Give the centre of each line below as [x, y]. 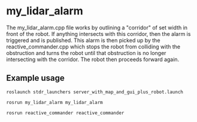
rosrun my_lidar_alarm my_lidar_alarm [54, 102]
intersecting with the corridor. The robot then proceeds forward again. [93, 59]
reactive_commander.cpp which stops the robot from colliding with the [93, 47]
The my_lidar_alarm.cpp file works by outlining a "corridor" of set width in [97, 28]
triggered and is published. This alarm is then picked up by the [83, 40]
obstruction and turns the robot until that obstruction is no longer [86, 53]
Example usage [35, 78]
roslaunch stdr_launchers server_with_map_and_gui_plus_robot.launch [95, 92]
